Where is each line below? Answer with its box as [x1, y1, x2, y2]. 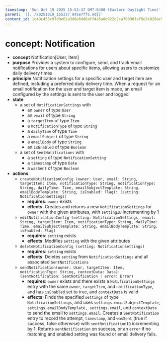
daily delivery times [12, 70, 53, 76]
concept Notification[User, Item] [12, 54, 80, 60]
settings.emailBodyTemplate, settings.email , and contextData [27, 305, 157, 311]
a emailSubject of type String [27, 134, 88, 140]
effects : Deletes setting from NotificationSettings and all [27, 254, 149, 260]
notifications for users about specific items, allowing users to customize [12, 65, 160, 71]
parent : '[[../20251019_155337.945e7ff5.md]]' [5, 12, 103, 17]
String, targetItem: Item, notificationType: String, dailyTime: [19, 220, 158, 225]
